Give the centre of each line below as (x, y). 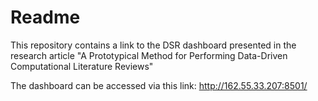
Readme (45, 17)
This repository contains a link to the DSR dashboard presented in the (153, 45)
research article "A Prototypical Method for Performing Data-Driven (149, 55)
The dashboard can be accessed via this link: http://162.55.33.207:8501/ (159, 85)
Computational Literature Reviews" (82, 66)
